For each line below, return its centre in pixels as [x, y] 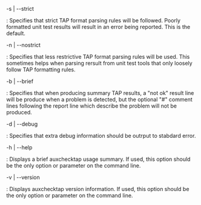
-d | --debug [22, 124]
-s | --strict [20, 9]
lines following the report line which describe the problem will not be [92, 106]
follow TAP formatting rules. [41, 70]
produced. [19, 112]
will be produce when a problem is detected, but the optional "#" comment [99, 99]
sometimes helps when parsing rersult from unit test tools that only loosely [99, 63]
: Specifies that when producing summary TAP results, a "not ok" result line [100, 93]
